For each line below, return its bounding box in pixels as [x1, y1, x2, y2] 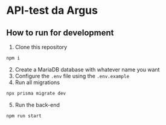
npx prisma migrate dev [6, 90, 66, 96]
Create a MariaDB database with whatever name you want [14, 66, 160, 73]
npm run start [6, 112, 42, 119]
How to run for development [6, 28, 114, 38]
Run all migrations [14, 79, 60, 86]
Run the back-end [14, 101, 60, 108]
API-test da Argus [6, 4, 98, 17]
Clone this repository [14, 43, 68, 50]
